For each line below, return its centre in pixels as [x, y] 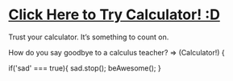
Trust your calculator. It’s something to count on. [89, 37]
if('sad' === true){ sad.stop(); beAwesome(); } [85, 68]
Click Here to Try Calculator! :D [114, 15]
